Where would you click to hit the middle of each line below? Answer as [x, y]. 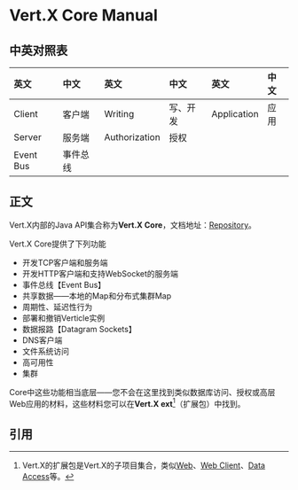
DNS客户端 [42, 340]
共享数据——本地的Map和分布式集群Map [96, 296]
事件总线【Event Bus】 [64, 284]
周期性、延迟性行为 [57, 307]
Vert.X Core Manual [83, 16]
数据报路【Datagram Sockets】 [79, 329]
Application [235, 114]
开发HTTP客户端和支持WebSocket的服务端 [100, 273]
